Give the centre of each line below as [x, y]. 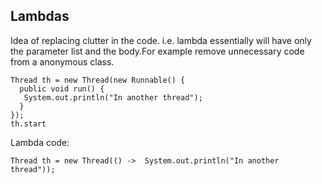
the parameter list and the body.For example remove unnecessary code [157, 51]
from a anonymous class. [62, 61]
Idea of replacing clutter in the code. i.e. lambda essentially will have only [161, 40]
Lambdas [40, 16]
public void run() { [62, 89]
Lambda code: [40, 142]
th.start [28, 124]
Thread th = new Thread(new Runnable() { [98, 80]
